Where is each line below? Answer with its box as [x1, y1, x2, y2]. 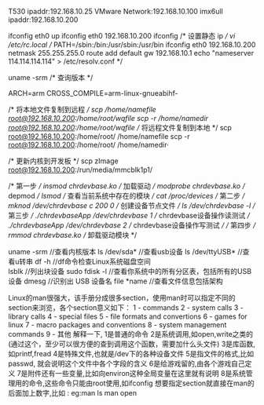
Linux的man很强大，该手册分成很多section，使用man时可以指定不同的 [8, 294, 236, 302]
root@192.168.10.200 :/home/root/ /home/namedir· [8, 140, 169, 149]
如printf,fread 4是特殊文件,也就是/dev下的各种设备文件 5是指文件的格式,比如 [8, 349, 254, 358]
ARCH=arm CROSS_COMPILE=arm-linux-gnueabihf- [8, 89, 178, 97]
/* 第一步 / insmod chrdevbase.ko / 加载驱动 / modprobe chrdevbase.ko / [8, 181, 245, 191]
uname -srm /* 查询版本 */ [8, 73, 93, 82]
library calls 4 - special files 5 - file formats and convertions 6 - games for [8, 312, 247, 321]
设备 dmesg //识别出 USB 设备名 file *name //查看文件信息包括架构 [8, 276, 223, 286]
